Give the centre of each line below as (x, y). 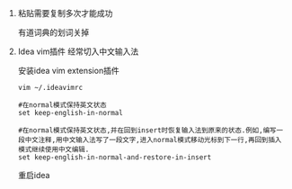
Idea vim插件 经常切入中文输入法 (78, 51)
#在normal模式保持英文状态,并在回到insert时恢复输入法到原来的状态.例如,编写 (147, 130)
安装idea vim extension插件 (68, 71)
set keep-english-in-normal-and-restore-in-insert (115, 157)
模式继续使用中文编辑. (53, 149)
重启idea (34, 175)
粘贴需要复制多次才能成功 (65, 13)
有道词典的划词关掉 (53, 32)
